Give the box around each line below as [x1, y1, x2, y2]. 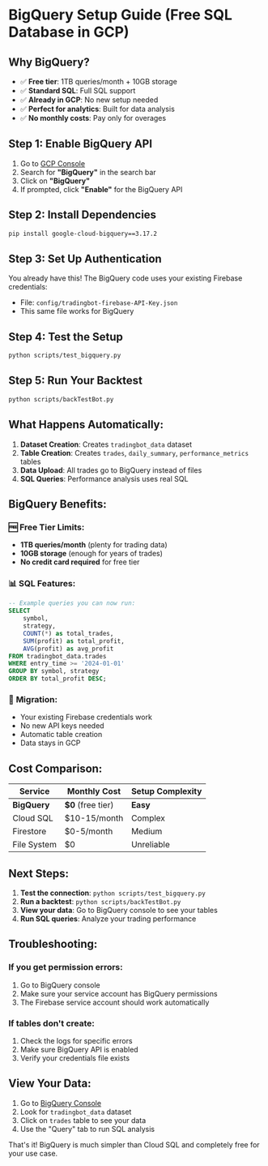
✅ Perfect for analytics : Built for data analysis [19, 104, 176, 114]
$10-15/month [64, 812, 124, 824]
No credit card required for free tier [19, 557, 140, 567]
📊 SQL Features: [8, 578, 76, 589]
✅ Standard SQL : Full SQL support [19, 86, 136, 95]
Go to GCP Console [19, 158, 86, 168]
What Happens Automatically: [8, 418, 164, 431]
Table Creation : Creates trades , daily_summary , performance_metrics [19, 448, 249, 457]
